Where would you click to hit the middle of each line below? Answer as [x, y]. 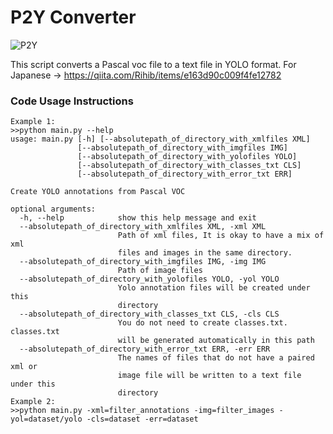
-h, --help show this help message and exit [138, 218]
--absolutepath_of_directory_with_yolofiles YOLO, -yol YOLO [149, 279]
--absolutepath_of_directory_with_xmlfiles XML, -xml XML [143, 227]
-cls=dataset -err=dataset [142, 419]
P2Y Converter [73, 17]
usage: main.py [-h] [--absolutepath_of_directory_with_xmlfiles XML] [160, 139]
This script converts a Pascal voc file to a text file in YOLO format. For [153, 64]
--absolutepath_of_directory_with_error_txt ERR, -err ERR [145, 349]
